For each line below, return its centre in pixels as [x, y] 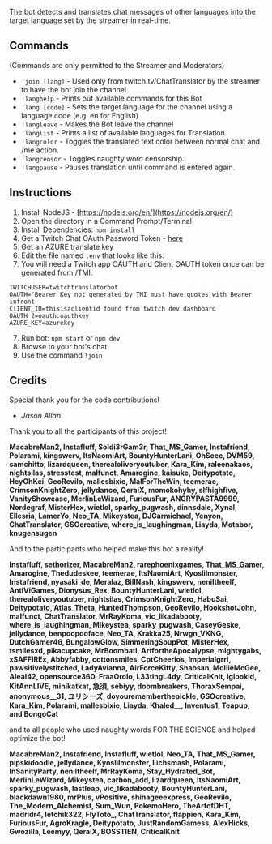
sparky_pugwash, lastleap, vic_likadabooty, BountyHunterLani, [118, 789]
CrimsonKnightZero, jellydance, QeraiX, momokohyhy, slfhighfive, [124, 491]
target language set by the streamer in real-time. [90, 20]
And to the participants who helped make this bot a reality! [107, 549]
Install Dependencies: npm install [78, 229]
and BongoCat [34, 714]
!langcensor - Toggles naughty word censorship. [102, 158]
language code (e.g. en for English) [80, 115]
